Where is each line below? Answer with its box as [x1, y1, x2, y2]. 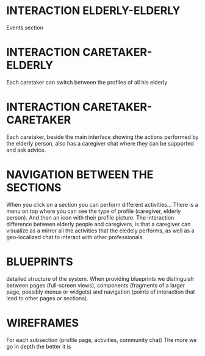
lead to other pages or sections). [6, 294, 88, 302]
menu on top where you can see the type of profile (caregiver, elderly [6, 207, 181, 215]
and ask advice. [6, 146, 46, 154]
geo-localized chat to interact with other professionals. [6, 233, 145, 240]
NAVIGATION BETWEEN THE [6, 168, 154, 181]
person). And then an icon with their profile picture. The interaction [6, 213, 174, 221]
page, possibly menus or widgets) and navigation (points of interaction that [6, 288, 195, 295]
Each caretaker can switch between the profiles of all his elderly [6, 78, 168, 86]
